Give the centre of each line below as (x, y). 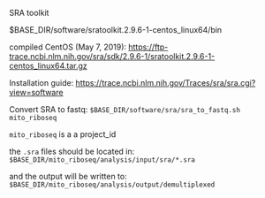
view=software (36, 92)
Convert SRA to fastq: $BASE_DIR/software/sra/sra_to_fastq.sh (125, 109)
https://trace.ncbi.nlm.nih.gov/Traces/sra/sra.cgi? (166, 83)
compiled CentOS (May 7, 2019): (68, 47)
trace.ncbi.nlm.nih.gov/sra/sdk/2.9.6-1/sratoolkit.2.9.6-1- (112, 56)
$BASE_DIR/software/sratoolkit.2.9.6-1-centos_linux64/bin (116, 30)
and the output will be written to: (68, 176)
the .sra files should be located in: (72, 151)
